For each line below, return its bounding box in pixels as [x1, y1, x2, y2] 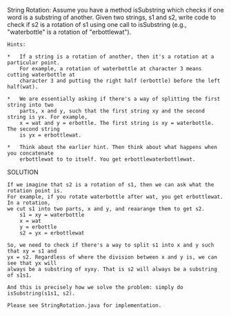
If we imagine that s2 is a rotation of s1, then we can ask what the [7, 181, 214, 188]
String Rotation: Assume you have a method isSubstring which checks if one [7, 6, 224, 14]
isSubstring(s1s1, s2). [7, 290, 76, 297]
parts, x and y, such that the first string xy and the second [19, 108, 205, 115]
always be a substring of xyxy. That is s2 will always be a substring [7, 266, 217, 273]
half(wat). [7, 83, 39, 90]
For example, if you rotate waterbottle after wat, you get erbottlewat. [7, 193, 224, 200]
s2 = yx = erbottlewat [19, 230, 85, 237]
